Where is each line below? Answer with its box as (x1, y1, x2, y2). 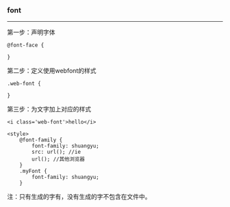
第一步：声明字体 (7, 28, 55, 36)
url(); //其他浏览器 (31, 156, 86, 163)
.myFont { (19, 168, 48, 175)
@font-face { (7, 42, 44, 49)
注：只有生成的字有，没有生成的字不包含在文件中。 (7, 193, 151, 201)
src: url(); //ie (31, 149, 81, 156)
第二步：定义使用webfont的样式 (7, 67, 97, 75)
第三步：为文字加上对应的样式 (7, 105, 91, 113)
